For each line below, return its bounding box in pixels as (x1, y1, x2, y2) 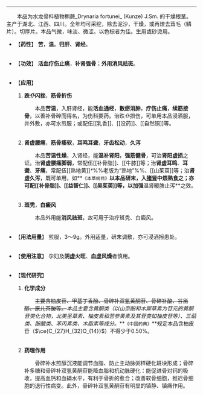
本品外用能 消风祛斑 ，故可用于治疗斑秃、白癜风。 (34, 214, 157, 221)
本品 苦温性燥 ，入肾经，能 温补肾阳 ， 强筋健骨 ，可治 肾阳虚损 (34, 152, 183, 159)
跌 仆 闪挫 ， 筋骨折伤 (24, 92, 72, 99)
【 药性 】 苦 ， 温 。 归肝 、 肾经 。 (14, 40, 91, 48)
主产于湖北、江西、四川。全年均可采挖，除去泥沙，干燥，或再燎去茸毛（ (6, 21, 186, 27)
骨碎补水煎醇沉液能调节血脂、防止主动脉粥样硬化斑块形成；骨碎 (34, 359, 194, 367)
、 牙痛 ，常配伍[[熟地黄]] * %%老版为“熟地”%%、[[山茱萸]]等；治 (29, 167, 190, 174)
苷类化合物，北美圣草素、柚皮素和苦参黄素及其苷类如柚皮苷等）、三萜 (24, 312, 196, 320)
